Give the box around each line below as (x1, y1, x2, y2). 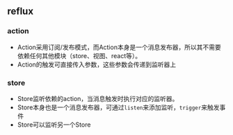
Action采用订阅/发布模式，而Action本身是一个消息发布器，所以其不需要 (17, 43, 221, 51)
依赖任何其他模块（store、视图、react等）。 (17, 51, 141, 60)
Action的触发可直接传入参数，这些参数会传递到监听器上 (17, 60, 177, 69)
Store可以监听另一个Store (17, 120, 91, 129)
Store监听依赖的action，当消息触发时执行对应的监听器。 (17, 94, 179, 102)
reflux (7, 6, 33, 17)
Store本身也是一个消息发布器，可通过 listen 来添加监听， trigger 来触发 (17, 103, 220, 111)
